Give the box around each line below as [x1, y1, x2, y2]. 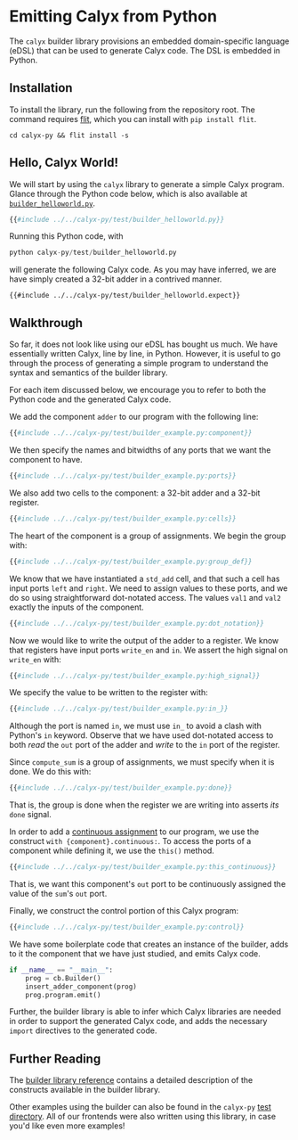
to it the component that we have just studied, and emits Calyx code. [9, 947, 261, 959]
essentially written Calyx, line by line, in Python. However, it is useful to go [9, 349, 281, 359]
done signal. [9, 809, 52, 820]
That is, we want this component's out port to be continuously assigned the [9, 879, 286, 889]
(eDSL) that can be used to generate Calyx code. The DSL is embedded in [9, 45, 281, 55]
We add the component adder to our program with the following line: [9, 412, 259, 422]
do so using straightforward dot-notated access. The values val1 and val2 [9, 592, 282, 603]
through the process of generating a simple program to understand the [9, 358, 269, 369]
